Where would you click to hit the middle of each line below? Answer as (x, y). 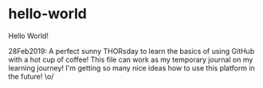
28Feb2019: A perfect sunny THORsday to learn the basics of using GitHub (131, 51)
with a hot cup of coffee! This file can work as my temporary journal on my (131, 59)
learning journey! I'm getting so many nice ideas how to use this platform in (131, 67)
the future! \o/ (31, 76)
